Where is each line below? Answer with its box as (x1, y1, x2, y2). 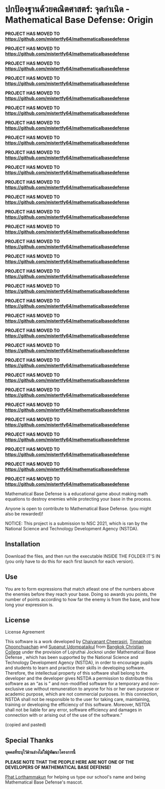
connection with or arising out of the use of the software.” (5, 712, 123, 718)
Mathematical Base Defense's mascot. (5, 779, 83, 785)
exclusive (5, 686, 25, 692)
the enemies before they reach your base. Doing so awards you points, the (5, 591, 157, 597)
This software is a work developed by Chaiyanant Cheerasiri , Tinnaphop (5, 639, 152, 645)
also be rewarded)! (5, 511, 43, 516)
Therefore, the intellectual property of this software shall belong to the (5, 670, 148, 676)
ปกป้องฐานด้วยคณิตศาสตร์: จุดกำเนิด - (5, 3, 130, 15)
